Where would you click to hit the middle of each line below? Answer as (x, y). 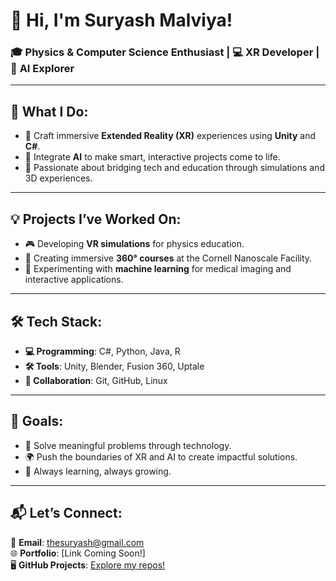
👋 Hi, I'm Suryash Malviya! (121, 20)
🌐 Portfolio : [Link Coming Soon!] (78, 553)
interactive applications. (74, 280)
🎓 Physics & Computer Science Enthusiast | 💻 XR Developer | (165, 52)
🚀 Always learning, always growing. (98, 471)
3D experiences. (58, 178)
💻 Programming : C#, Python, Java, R (102, 351)
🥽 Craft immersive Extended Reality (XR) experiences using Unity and (170, 136)
